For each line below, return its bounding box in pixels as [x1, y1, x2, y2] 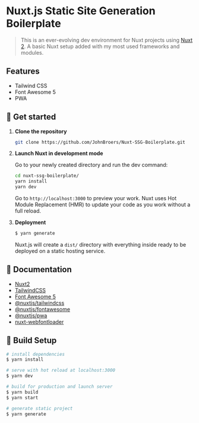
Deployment [14, 219, 46, 226]
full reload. [14, 207, 42, 214]
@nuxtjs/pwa [14, 312, 48, 319]
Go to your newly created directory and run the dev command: [14, 162, 168, 169]
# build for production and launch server [6, 384, 113, 390]
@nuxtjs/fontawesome [14, 305, 70, 312]
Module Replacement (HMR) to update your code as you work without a [14, 201, 191, 209]
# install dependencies [6, 351, 65, 357]
